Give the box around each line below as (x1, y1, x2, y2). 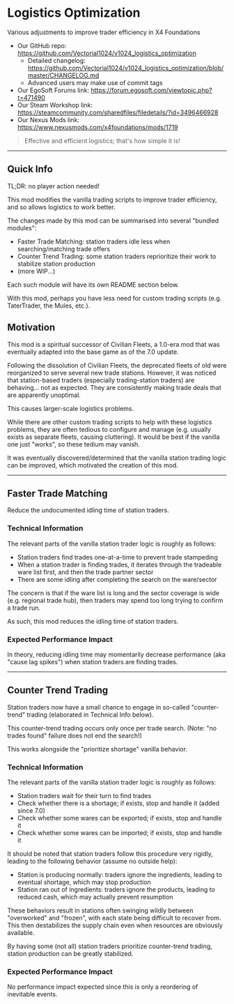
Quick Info (7, 163, 54, 175)
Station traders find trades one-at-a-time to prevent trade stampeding (17, 553, 218, 561)
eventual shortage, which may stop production (17, 878, 151, 887)
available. (7, 929, 35, 937)
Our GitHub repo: (17, 41, 67, 50)
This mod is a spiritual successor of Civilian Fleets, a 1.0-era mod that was (7, 340, 220, 348)
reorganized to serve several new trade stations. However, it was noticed (7, 368, 217, 377)
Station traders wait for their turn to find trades (17, 792, 152, 800)
